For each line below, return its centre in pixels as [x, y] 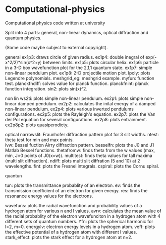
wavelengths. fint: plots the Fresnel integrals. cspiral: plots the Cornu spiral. [82, 166]
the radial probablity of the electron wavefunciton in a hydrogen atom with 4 [83, 216]
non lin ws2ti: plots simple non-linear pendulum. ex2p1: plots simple [74, 98]
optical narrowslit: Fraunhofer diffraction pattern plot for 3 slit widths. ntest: [82, 134]
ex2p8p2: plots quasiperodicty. [37, 125]
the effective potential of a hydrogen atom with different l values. [71, 232]
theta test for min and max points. [40, 140]
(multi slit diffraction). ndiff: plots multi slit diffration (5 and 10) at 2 [73, 161]
